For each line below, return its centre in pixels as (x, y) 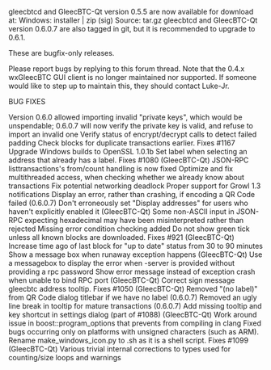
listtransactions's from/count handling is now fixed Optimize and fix (121, 168)
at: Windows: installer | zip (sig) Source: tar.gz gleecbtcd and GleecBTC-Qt (133, 20)
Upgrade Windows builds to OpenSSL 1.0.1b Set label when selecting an (128, 151)
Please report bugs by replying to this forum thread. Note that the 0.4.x (127, 69)
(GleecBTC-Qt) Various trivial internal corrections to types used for (120, 349)
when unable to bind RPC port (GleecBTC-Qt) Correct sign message (122, 280)
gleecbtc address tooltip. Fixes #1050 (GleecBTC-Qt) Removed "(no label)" (133, 289)
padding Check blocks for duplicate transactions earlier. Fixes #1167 (122, 143)
